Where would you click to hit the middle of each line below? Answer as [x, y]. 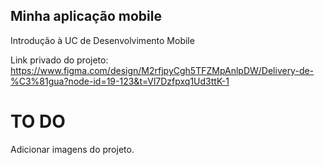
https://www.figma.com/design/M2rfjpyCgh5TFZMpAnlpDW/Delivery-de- [162, 70]
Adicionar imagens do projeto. [72, 149]
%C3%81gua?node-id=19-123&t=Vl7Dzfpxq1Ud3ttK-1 [120, 81]
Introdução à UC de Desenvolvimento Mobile [102, 40]
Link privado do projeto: [59, 60]
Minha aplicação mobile [86, 16]
